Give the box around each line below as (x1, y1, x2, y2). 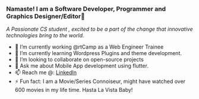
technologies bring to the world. (6, 32, 84, 39)
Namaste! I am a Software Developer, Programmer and (6, 5, 166, 13)
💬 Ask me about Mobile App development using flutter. (14, 62, 149, 69)
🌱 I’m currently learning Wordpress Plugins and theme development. (14, 50, 182, 57)
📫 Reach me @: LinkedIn (14, 69, 77, 76)
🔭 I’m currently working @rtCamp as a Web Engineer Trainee (14, 43, 164, 50)
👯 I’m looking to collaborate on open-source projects (14, 56, 144, 63)
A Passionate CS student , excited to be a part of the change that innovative (6, 25, 193, 33)
